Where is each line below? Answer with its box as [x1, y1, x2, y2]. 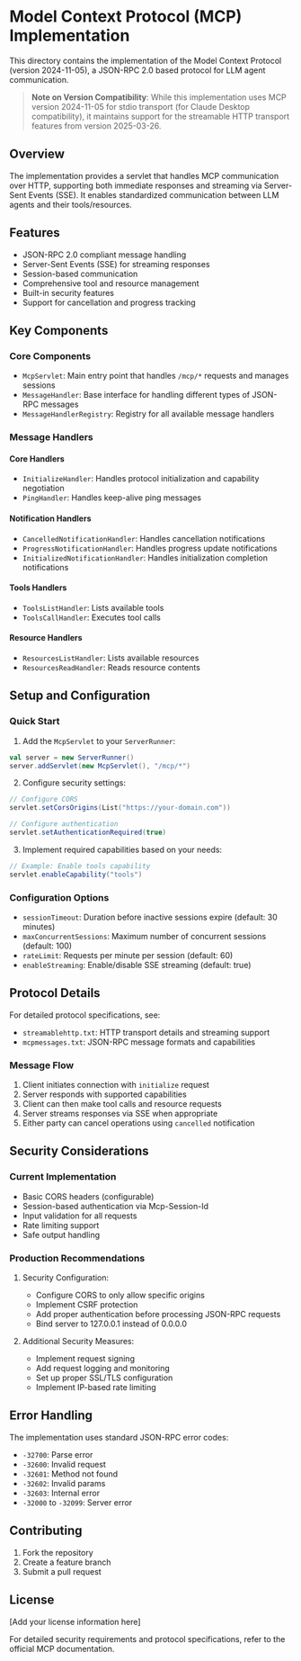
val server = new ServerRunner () [9, 753, 135, 762]
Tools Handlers [9, 582, 67, 593]
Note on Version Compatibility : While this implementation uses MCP [31, 92, 288, 103]
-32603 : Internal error [22, 1487, 101, 1498]
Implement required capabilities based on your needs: [22, 844, 223, 855]
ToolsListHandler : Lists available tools [22, 602, 164, 613]
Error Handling [9, 1408, 93, 1423]
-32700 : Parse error [22, 1449, 93, 1459]
